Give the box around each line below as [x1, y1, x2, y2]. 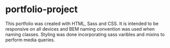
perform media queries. [5, 37, 55, 43]
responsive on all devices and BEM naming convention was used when [5, 26, 155, 32]
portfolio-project [5, 4, 78, 15]
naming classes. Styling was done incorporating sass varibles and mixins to [5, 31, 165, 37]
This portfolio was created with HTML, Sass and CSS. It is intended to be [5, 20, 159, 27]
